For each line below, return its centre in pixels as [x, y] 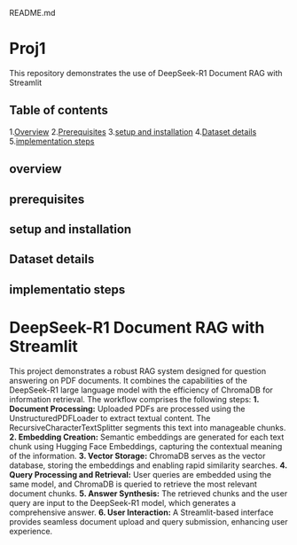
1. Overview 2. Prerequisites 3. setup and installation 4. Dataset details [133, 131]
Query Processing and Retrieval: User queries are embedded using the [141, 474]
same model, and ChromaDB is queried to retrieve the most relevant [133, 484]
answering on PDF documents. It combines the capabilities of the [129, 380]
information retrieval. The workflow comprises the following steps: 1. [134, 399]
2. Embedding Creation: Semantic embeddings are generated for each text [147, 437]
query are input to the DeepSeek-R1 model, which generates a [123, 502]
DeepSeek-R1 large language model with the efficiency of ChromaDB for [141, 390]
